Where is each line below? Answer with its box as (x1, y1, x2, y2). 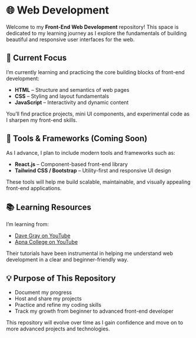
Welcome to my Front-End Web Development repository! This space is (6, 23, 179, 30)
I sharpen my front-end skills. (6, 116, 78, 124)
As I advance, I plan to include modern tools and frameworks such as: (6, 149, 175, 156)
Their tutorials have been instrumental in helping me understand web (6, 250, 174, 257)
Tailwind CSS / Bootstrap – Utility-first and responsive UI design (14, 167, 171, 174)
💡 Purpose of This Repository (6, 273, 116, 283)
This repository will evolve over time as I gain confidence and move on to (6, 319, 184, 326)
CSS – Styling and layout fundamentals (14, 92, 109, 100)
